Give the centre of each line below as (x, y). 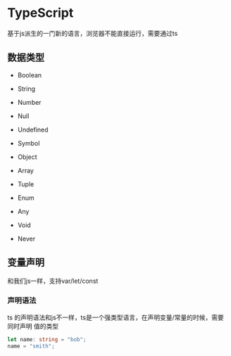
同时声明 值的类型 (33, 326)
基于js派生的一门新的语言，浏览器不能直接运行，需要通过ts (93, 33)
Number (29, 102)
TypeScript (40, 13)
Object (27, 157)
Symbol (29, 143)
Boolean (30, 75)
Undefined (33, 129)
